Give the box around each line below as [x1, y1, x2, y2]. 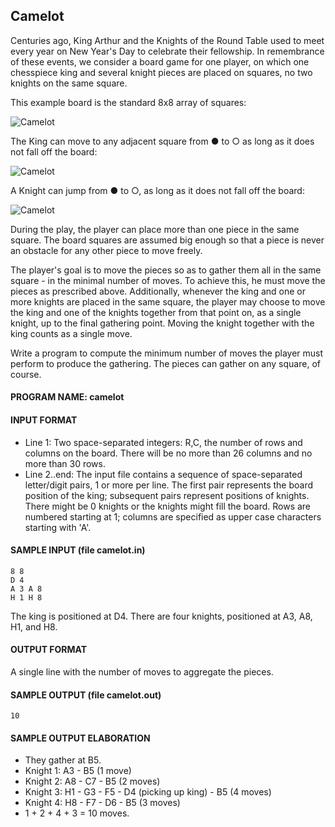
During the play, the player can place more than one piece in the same [10, 223, 300, 235]
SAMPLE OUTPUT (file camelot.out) [10, 689, 162, 701]
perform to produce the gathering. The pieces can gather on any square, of [10, 357, 321, 369]
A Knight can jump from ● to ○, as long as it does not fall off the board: [10, 184, 305, 196]
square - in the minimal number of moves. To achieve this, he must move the [10, 274, 326, 286]
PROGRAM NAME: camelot [10, 391, 125, 403]
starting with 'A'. [24, 521, 92, 533]
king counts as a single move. [10, 327, 133, 339]
